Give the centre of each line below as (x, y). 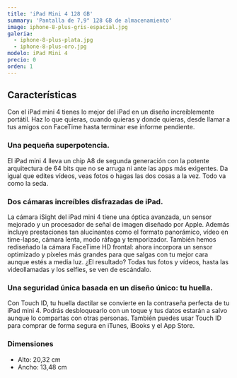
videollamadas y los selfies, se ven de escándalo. (80, 270)
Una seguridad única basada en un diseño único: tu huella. (110, 288)
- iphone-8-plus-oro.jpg (50, 47)
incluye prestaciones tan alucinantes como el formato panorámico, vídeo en (118, 232)
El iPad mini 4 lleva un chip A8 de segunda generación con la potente (109, 160)
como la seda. (28, 183)
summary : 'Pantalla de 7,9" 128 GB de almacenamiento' (90, 20)
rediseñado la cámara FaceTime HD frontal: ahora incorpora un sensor (110, 247)
